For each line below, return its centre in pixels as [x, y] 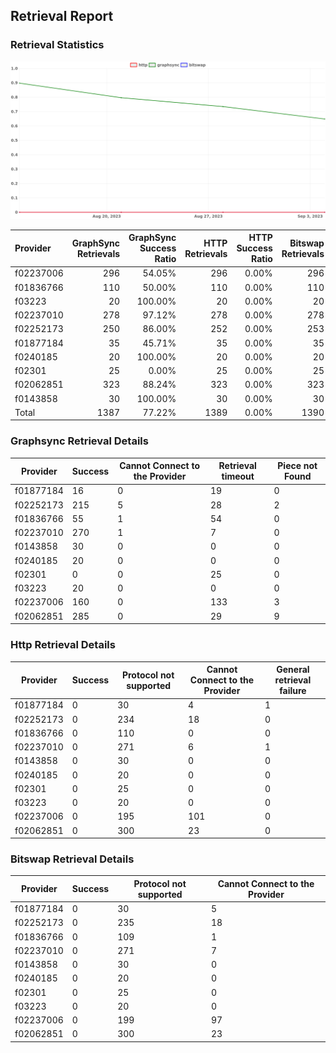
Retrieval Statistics [57, 45]
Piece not [297, 466]
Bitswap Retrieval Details [72, 859]
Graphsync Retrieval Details [79, 441]
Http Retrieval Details [63, 645]
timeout [238, 476]
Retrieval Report [62, 16]
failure [293, 691]
